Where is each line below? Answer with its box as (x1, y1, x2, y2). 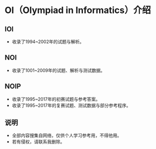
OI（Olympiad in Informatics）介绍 (4, 4, 151, 16)
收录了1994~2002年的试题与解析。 (11, 38, 84, 44)
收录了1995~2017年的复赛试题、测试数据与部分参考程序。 (11, 102, 131, 108)
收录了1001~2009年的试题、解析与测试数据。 (11, 67, 105, 73)
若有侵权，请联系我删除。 (11, 138, 65, 145)
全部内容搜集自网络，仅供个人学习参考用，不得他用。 (11, 132, 122, 138)
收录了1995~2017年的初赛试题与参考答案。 (11, 96, 100, 102)
